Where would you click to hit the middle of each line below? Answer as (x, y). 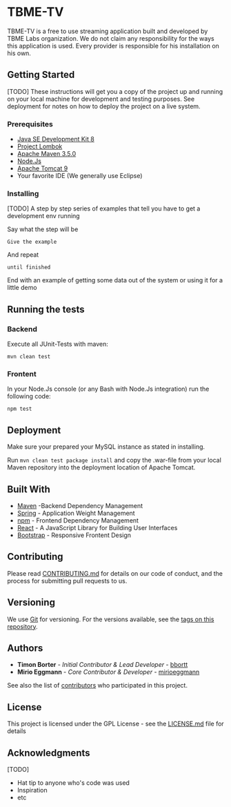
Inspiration (32, 790)
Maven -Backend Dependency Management (80, 505)
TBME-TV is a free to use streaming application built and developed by (108, 31)
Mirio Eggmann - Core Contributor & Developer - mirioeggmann (108, 672)
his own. (19, 53)
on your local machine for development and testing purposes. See (101, 99)
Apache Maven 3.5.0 (47, 154)
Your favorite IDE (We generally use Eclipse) (80, 176)
